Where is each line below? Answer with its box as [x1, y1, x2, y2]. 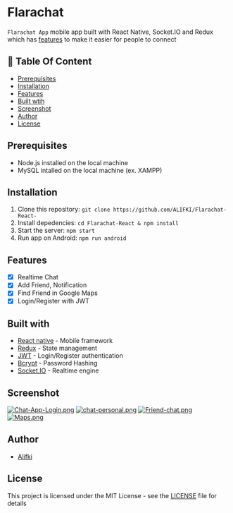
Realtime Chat [17, 273, 58, 282]
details [7, 499, 27, 507]
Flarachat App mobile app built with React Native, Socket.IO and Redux [7, 28, 213, 36]
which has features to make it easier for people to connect [7, 35, 177, 43]
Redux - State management [17, 344, 97, 353]
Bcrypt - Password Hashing [17, 359, 98, 368]
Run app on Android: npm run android [17, 234, 127, 242]
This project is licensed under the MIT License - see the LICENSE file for [7, 491, 217, 500]
